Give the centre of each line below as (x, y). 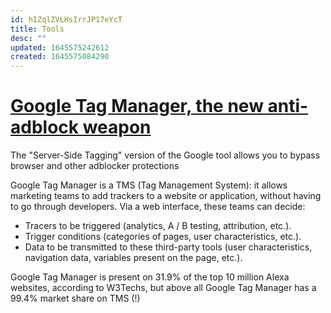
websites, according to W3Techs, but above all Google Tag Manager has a (163, 288)
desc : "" (28, 38)
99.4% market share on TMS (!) (75, 298)
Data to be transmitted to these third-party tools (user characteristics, (168, 247)
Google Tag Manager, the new (137, 106)
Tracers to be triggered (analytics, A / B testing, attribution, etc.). (158, 226)
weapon (117, 127)
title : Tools (37, 29)
